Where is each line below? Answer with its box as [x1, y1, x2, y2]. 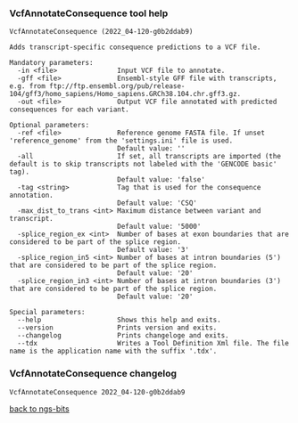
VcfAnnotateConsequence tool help [9, 7, 169, 20]
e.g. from [9, 82, 46, 91]
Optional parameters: [9, 121, 90, 130]
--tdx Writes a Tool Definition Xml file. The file [17, 339, 290, 348]
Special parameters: [9, 308, 87, 317]
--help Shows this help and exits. [17, 315, 221, 325]
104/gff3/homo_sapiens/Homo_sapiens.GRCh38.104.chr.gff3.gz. [9, 90, 242, 99]
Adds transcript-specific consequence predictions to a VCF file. [9, 43, 261, 52]
